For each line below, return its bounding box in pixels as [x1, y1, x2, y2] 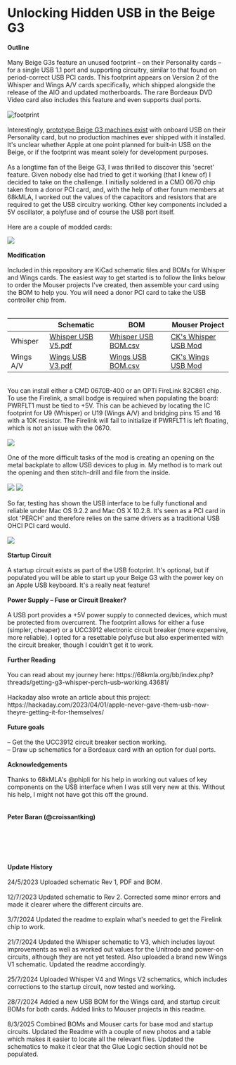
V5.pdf [48, 340, 72, 350]
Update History [7, 862, 53, 871]
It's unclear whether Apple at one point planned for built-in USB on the [7, 140, 211, 149]
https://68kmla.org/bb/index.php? [115, 670, 214, 679]
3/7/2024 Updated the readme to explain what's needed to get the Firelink [7, 915, 223, 924]
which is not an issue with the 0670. [7, 424, 112, 432]
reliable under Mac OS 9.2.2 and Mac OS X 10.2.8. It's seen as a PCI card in [7, 506, 225, 515]
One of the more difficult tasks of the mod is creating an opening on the [7, 453, 215, 462]
